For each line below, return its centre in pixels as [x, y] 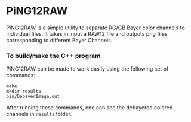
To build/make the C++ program [53, 56]
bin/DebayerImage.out [33, 97]
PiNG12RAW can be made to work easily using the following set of [87, 69]
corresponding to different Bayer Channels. [59, 40]
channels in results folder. [39, 114]
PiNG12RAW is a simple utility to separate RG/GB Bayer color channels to [95, 28]
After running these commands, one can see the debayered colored [90, 108]
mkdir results [24, 91]
